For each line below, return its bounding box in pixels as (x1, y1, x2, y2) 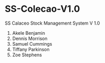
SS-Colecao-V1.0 (5, 3, 80, 15)
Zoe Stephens (12, 52, 42, 58)
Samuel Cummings (12, 40, 52, 47)
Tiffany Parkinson (12, 46, 50, 52)
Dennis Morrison (12, 35, 48, 41)
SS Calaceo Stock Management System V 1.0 (5, 20, 100, 26)
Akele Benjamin (12, 30, 46, 36)
